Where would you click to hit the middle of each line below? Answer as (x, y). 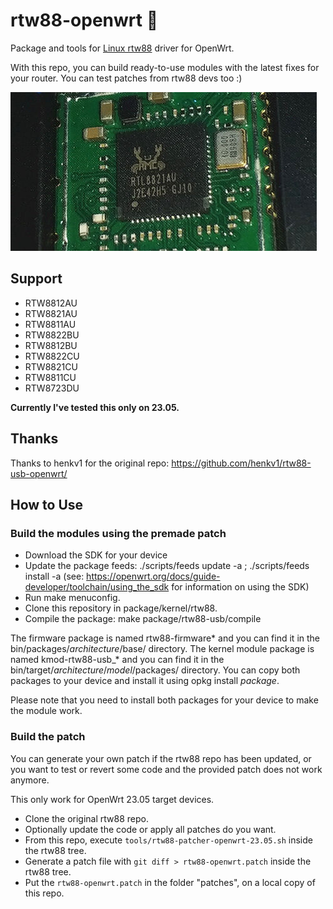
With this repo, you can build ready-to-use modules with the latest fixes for (165, 67)
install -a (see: (54, 576)
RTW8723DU (52, 388)
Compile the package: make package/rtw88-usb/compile (143, 619)
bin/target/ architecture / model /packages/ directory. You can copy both (155, 670)
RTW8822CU (52, 356)
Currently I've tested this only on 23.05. (95, 407)
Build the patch (48, 737)
